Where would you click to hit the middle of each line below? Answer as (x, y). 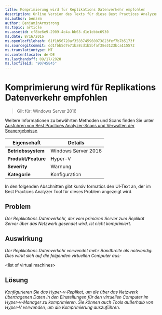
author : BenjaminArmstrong (32, 23)
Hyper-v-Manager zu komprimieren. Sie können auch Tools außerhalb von (79, 302)
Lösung (16, 280)
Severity (17, 166)
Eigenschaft (27, 143)
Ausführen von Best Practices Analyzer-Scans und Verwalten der (70, 126)
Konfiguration (66, 175)
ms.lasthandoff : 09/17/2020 (33, 59)
